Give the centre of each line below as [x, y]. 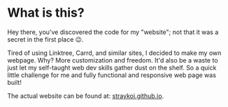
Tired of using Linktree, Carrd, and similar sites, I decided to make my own [114, 53]
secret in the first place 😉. [45, 39]
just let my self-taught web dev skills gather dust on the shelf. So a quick [112, 67]
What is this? [46, 13]
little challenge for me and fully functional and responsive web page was [112, 75]
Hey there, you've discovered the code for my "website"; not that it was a [113, 32]
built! [15, 82]
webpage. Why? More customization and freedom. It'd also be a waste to [113, 60]
